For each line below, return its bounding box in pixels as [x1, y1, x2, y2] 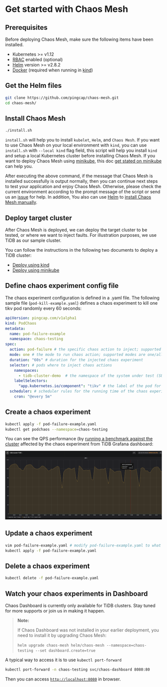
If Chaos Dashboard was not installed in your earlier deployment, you [17, 627, 159, 633]
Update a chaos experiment [5, 529, 93, 538]
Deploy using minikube [12, 267, 60, 274]
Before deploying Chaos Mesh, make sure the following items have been [5, 36, 154, 42]
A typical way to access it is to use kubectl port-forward [5, 657, 122, 663]
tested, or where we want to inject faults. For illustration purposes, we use [5, 232, 157, 238]
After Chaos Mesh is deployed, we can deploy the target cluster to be [5, 227, 148, 233]
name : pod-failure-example [9, 331, 66, 336]
